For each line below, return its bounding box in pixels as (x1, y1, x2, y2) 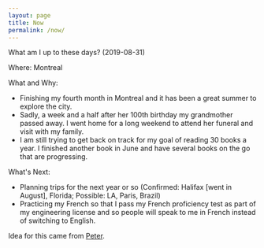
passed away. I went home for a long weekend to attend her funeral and (19, 119, 254, 128)
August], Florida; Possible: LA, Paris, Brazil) (19, 191, 162, 201)
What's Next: (8, 167, 50, 177)
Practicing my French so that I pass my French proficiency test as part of (19, 199, 256, 209)
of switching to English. (19, 216, 96, 225)
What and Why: (8, 78, 58, 87)
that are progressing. (19, 152, 88, 161)
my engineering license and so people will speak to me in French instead (19, 208, 256, 217)
